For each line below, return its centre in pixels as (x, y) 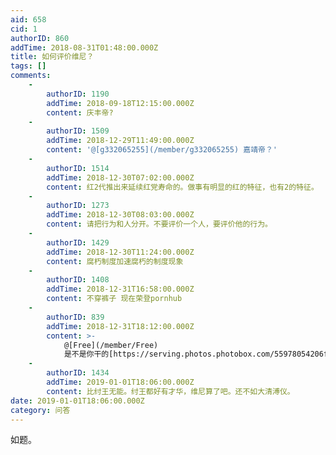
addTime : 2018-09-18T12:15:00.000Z (120, 103)
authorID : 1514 (78, 168)
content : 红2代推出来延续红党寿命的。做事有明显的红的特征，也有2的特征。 (182, 187)
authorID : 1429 (78, 242)
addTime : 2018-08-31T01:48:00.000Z (84, 47)
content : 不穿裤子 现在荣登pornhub (114, 299)
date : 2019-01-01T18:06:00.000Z (77, 401)
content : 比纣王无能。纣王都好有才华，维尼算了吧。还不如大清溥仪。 (170, 391)
